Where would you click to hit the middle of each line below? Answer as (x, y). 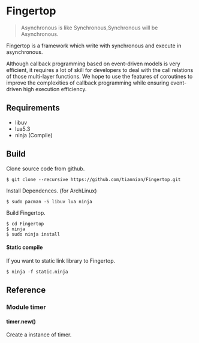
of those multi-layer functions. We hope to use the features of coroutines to (99, 76)
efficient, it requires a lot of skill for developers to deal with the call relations (100, 70)
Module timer (26, 307)
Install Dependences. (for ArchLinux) (52, 191)
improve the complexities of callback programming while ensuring (88, 83)
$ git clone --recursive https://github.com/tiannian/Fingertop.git (94, 179)
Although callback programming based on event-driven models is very (94, 64)
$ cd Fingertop (25, 224)
